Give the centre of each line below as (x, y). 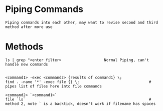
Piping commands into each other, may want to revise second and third (81, 22)
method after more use (29, 27)
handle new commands (27, 64)
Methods (24, 47)
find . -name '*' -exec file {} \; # (78, 82)
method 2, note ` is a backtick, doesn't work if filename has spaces (80, 103)
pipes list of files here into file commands (53, 86)
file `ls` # (78, 99)
